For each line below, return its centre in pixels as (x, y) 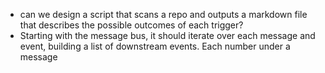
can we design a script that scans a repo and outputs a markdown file (163, 14)
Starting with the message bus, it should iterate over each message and (167, 35)
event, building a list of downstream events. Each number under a (155, 46)
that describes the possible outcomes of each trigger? (131, 25)
